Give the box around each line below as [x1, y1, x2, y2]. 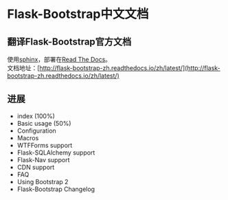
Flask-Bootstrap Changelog [16, 185, 95, 193]
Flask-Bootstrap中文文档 [7, 6, 149, 22]
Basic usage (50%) [16, 119, 71, 127]
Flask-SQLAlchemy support [16, 148, 95, 157]
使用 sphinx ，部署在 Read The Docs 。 [7, 56, 112, 63]
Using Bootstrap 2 [16, 177, 69, 186]
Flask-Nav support [16, 155, 70, 164]
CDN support [16, 163, 55, 171]
